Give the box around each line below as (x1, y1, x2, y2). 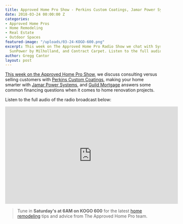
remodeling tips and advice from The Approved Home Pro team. (17, 213, 148, 219)
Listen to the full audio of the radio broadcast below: (5, 97, 111, 103)
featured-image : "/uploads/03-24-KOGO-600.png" (5, 40, 105, 45)
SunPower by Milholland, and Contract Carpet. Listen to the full (9, 48, 149, 53)
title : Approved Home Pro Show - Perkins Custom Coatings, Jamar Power (5, 7, 155, 12)
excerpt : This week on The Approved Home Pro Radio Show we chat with (5, 44, 153, 49)
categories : (5, 16, 30, 21)
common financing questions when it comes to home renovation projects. (5, 87, 155, 93)
